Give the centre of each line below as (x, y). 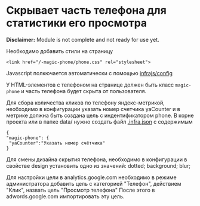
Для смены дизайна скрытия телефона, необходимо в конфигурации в (97, 159)
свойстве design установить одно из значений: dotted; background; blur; (99, 165)
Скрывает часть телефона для (87, 10)
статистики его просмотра (77, 23)
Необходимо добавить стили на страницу (60, 51)
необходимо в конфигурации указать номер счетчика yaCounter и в (93, 109)
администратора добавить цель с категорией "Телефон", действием (94, 183)
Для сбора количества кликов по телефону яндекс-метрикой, (86, 103)
